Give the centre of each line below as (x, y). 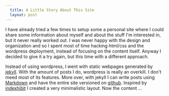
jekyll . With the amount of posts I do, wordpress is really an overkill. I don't (83, 71)
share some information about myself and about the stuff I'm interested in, (83, 35)
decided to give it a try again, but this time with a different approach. (77, 56)
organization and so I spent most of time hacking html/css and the (75, 45)
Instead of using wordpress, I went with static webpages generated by (79, 66)
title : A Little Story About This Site (52, 10)
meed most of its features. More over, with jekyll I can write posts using (80, 77)
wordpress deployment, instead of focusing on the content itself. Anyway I (83, 51)
